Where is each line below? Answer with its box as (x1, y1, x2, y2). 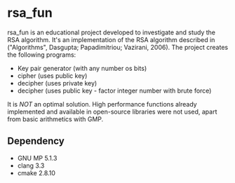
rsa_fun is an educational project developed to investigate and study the (7, 28, 216, 36)
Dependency (7, 135, 65, 147)
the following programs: (7, 50, 76, 59)
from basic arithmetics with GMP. (7, 114, 104, 123)
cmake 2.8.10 (17, 168, 56, 177)
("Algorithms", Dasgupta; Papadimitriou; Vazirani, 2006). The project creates (7, 43, 229, 51)
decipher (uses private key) (17, 79, 98, 87)
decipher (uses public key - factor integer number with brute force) (17, 86, 212, 95)
